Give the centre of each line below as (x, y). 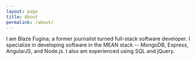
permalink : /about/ (30, 22)
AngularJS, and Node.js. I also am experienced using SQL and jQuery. (90, 51)
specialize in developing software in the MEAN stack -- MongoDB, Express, (97, 45)
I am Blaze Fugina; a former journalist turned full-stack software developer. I (98, 39)
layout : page (22, 11)
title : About (22, 17)
